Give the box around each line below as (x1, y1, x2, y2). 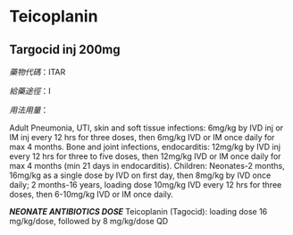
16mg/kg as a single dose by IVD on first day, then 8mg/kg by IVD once (9, 170, 272, 180)
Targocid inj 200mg (9, 42, 121, 57)
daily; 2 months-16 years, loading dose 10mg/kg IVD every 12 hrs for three (9, 180, 282, 189)
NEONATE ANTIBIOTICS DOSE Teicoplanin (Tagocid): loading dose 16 (9, 206, 268, 216)
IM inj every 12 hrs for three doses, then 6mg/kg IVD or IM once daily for (9, 132, 275, 142)
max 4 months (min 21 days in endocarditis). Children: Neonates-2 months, (9, 161, 285, 171)
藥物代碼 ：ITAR (9, 67, 66, 77)
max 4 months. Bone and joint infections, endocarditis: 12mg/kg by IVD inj (9, 141, 281, 152)
